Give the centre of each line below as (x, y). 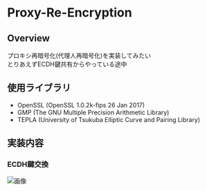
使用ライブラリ (39, 88)
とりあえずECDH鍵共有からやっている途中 (67, 64)
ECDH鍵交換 (28, 165)
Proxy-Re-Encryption (70, 13)
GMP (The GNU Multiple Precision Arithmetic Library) (93, 112)
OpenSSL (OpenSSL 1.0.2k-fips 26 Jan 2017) (81, 105)
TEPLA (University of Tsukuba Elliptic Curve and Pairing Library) (109, 119)
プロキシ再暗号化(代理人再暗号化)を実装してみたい (79, 56)
